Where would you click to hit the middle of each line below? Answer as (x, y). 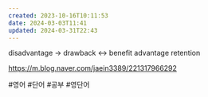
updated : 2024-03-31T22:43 (53, 30)
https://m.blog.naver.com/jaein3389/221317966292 (93, 68)
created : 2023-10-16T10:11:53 (59, 16)
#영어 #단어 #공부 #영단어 (49, 85)
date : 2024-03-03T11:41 (48, 23)
